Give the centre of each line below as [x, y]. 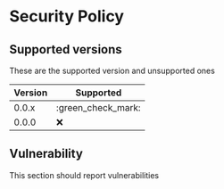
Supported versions [66, 49]
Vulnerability [46, 154]
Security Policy [67, 16]
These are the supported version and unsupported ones [112, 70]
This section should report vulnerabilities [84, 175]
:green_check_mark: [99, 107]
